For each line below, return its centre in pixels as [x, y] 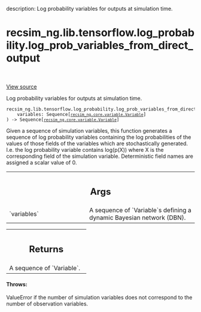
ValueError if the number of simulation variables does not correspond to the [99, 298]
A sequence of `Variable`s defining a [140, 210]
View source [22, 87]
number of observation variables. [47, 304]
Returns [46, 249]
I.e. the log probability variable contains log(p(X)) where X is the [85, 149]
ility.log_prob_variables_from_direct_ [100, 46]
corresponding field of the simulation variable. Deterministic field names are [100, 156]
